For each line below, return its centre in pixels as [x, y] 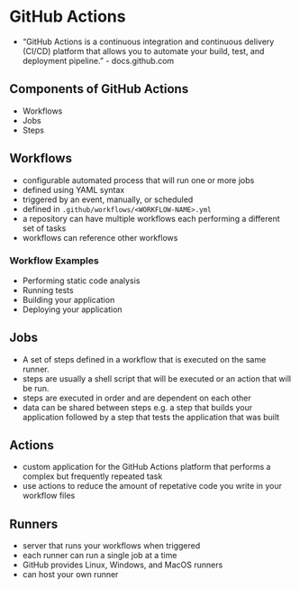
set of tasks [44, 228]
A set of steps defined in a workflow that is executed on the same [144, 359]
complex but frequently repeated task [92, 476]
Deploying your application [73, 309]
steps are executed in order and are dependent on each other [136, 398]
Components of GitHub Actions [99, 89]
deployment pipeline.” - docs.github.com [98, 60]
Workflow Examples [54, 261]
